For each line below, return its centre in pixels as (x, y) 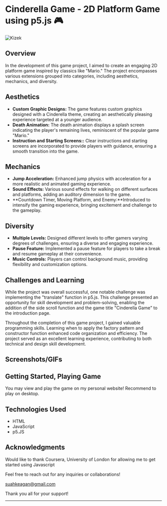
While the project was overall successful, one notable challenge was (75, 292)
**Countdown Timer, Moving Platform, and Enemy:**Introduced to (81, 200)
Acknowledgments (35, 448)
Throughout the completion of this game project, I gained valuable (73, 323)
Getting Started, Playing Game (53, 376)
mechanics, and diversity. (32, 81)
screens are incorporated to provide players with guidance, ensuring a (84, 146)
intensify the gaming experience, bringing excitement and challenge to (84, 205)
